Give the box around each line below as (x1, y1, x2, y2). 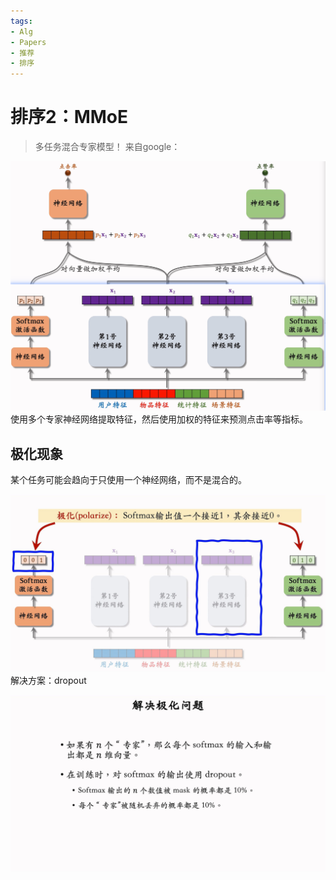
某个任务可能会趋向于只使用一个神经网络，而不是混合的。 (10, 474, 247, 486)
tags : (10, 16, 33, 26)
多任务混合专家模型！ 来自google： (34, 141, 181, 153)
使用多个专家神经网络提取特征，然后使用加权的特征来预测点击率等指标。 (10, 413, 308, 425)
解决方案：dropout (10, 674, 87, 686)
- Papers (10, 37, 47, 47)
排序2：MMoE (10, 106, 128, 129)
